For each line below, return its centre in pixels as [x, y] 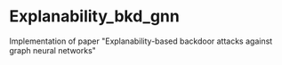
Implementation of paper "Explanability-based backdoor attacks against [141, 41]
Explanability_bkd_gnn [94, 16]
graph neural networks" [52, 50]
